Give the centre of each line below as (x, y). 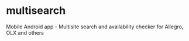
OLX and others (25, 32)
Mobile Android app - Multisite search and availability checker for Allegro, (95, 27)
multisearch (36, 11)
